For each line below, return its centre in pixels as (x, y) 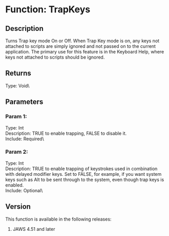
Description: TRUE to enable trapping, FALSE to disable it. (66, 133)
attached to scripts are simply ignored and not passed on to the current (81, 46)
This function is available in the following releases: (58, 219)
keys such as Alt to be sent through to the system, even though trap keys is (85, 179)
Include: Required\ (25, 139)
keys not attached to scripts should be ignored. (55, 57)
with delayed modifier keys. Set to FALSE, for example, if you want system (83, 174)
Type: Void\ (17, 85)
